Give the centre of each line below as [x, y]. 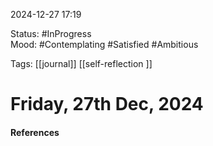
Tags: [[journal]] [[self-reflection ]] [81, 63]
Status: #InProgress [51, 33]
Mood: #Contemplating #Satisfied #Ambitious [104, 44]
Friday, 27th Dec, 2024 [107, 104]
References [35, 132]
